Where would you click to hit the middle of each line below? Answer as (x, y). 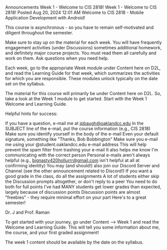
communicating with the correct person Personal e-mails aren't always (78, 155)
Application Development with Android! (45, 18)
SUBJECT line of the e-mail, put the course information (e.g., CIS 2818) (78, 128)
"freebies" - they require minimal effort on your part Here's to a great (76, 197)
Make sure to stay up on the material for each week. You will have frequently (83, 42)
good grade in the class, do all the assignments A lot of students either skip (82, 176)
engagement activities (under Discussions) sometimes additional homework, (83, 48)
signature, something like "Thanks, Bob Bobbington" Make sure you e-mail (82, 139)
